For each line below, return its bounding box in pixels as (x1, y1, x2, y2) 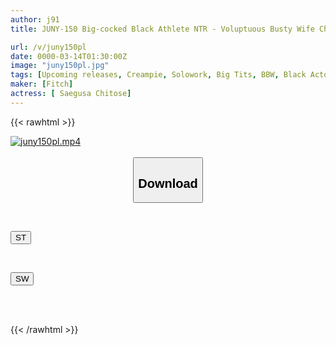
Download (138, 176, 198, 191)
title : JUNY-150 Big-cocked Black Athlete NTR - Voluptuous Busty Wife (10, 24, 315, 34)
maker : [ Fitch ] (10, 79, 74, 90)
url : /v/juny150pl (10, 42, 87, 52)
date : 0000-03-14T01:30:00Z (10, 51, 128, 61)
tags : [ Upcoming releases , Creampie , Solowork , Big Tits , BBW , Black (10, 70, 307, 80)
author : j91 (10, 14, 60, 25)
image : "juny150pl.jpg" (10, 61, 110, 71)
